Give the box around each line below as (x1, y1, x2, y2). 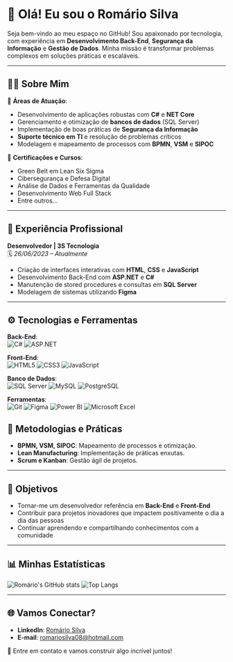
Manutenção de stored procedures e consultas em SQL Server (17, 280, 198, 288)
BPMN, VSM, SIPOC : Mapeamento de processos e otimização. (17, 441, 198, 450)
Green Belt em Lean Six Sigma (17, 166, 104, 175)
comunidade (17, 531, 53, 539)
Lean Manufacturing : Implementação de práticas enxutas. (17, 449, 185, 457)
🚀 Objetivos (7, 483, 58, 495)
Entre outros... (17, 196, 58, 205)
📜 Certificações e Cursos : (7, 153, 83, 161)
